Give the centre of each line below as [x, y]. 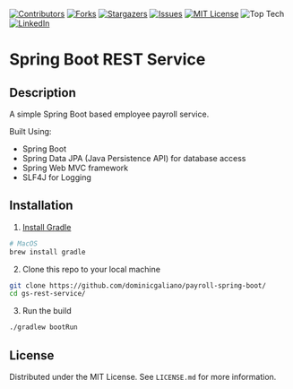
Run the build [47, 311]
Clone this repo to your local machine [91, 269]
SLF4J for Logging [57, 177]
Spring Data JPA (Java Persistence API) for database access [134, 158]
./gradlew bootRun [43, 327]
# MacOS [24, 243]
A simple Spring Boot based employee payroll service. [109, 114]
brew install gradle [48, 252]
